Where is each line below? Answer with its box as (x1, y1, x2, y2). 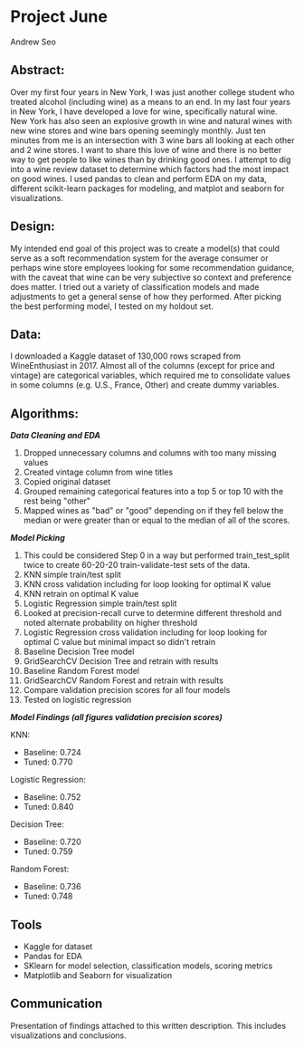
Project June (10, 6, 108, 27)
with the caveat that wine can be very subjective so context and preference (10, 272, 292, 283)
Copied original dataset (23, 476, 111, 487)
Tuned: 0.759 (23, 846, 73, 857)
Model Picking (10, 533, 66, 543)
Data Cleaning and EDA (10, 430, 100, 441)
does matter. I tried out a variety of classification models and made (10, 281, 260, 292)
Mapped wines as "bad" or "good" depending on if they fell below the (23, 505, 284, 516)
